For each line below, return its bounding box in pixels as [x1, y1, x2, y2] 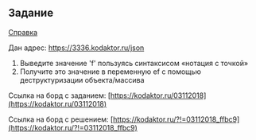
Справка [8, 27, 38, 37]
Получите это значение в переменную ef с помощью [19, 67, 201, 76]
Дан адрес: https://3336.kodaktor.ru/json [8, 43, 145, 52]
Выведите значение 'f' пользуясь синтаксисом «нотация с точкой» [19, 58, 249, 68]
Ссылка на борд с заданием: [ [8, 91, 111, 100]
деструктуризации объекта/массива [19, 75, 145, 84]
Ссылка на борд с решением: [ [8, 115, 114, 124]
